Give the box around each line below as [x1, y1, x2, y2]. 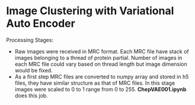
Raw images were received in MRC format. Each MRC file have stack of [14, 47, 189, 55]
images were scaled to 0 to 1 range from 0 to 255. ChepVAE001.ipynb [14, 85, 187, 93]
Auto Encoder [6, 17, 75, 30]
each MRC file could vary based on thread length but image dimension [14, 61, 188, 68]
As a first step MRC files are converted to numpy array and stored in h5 [14, 73, 189, 80]
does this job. [14, 92, 49, 99]
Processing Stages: [6, 36, 54, 43]
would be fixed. [14, 66, 53, 74]
